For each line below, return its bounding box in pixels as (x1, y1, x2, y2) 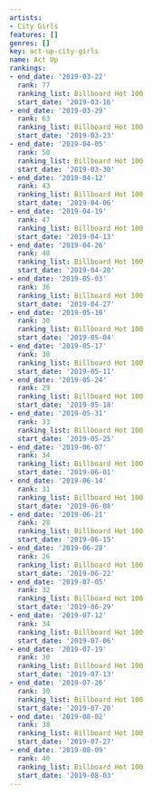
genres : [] (9, 38, 51, 48)
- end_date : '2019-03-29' (9, 106, 107, 115)
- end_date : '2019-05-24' (9, 375, 107, 385)
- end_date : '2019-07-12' (9, 611, 107, 620)
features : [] (9, 30, 59, 39)
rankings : (9, 64, 47, 73)
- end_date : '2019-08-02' (9, 712, 107, 721)
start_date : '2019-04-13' (17, 232, 116, 241)
